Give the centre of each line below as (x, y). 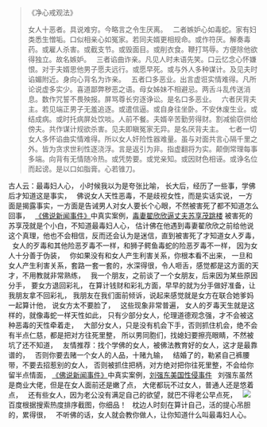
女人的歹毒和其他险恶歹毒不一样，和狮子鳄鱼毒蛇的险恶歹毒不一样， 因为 (131, 245)
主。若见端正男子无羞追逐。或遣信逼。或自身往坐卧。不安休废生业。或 (143, 109)
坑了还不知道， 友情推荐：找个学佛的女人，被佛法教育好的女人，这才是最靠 (133, 345)
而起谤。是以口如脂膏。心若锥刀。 (83, 169)
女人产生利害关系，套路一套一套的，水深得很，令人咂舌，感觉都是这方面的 (130, 265)
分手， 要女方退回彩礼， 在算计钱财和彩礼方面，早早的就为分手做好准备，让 (132, 285)
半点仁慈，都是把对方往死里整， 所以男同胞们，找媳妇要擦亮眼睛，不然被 (134, 335)
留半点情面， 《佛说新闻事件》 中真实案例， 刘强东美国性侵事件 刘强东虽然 (130, 375)
